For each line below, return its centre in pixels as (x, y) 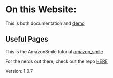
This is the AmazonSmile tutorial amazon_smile (54, 51)
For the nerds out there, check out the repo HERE (56, 61)
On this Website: (41, 9)
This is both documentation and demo (45, 23)
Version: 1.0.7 (19, 71)
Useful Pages (27, 39)
